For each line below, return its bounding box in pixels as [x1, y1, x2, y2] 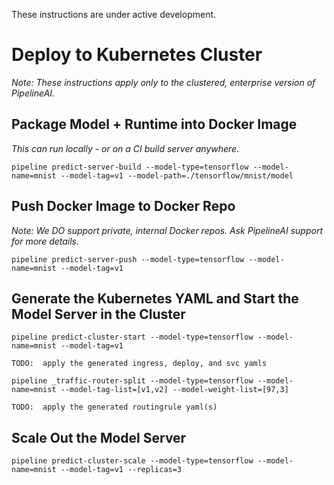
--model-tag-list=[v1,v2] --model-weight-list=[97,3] [60, 385, 289, 395]
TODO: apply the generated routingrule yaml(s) [11, 402, 218, 413]
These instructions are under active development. [11, 9, 217, 20]
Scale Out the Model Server [11, 429, 187, 446]
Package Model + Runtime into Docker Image [11, 116, 298, 133]
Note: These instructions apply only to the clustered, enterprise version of [11, 76, 316, 88]
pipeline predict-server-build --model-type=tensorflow [11, 162, 249, 172]
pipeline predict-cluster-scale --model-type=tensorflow [11, 456, 254, 466]
